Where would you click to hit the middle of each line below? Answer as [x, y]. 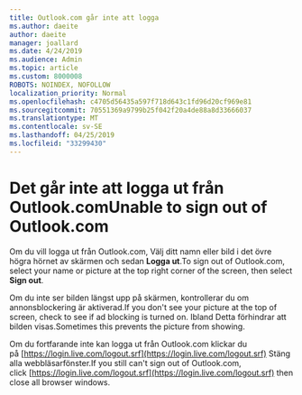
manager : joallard [44, 43]
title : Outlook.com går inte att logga [84, 18]
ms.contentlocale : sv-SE [56, 127]
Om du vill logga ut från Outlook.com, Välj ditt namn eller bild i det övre [141, 251]
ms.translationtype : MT [54, 118]
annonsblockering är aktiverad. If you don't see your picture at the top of [143, 307]
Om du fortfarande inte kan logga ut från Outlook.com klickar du [128, 344]
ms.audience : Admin [46, 60]
